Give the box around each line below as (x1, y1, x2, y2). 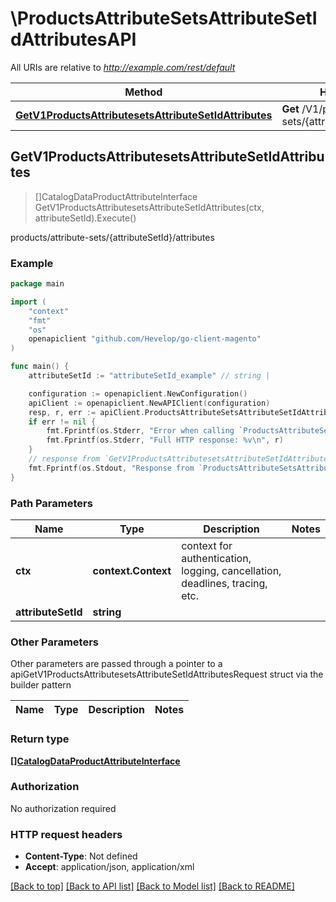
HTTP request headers (10, 827, 123, 841)
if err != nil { (28, 417, 97, 427)
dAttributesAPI (10, 28, 137, 51)
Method (124, 85, 163, 99)
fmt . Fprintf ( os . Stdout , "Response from (28, 463, 195, 473)
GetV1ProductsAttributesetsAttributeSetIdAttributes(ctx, (34, 201, 265, 213)
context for (181, 538, 233, 552)
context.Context (92, 563, 172, 577)
